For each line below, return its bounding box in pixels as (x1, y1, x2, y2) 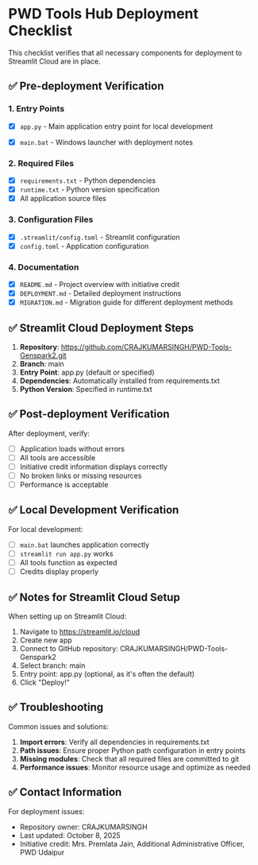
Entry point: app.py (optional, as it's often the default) (19, 669, 195, 678)
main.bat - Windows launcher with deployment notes (19, 137, 193, 147)
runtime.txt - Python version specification (19, 184, 160, 195)
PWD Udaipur (19, 848, 65, 857)
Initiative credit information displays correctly (19, 462, 168, 471)
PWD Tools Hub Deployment (8, 5, 199, 23)
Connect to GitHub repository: (19, 643, 119, 653)
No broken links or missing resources (19, 471, 142, 480)
